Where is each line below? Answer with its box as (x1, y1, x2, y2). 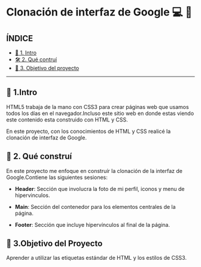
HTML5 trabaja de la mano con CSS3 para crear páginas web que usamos (6, 103, 190, 110)
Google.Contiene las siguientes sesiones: (6, 174, 108, 181)
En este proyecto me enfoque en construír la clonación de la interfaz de (6, 167, 182, 174)
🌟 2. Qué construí (6, 151, 72, 162)
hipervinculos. (14, 192, 50, 199)
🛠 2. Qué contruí (14, 56, 57, 63)
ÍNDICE (6, 33, 33, 43)
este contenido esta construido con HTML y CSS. (6, 116, 128, 123)
